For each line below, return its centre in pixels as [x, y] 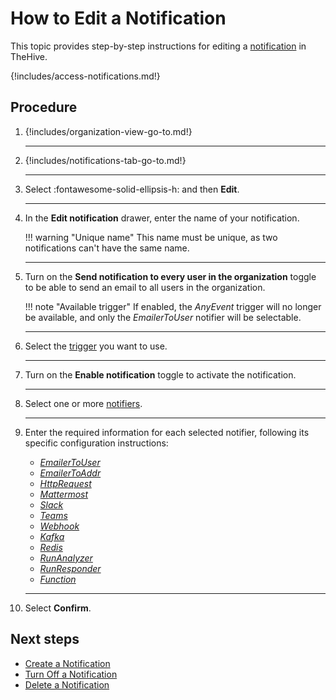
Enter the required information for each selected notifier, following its [167, 432]
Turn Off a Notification [71, 674]
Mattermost [64, 494]
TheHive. [29, 56]
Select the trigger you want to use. [96, 346]
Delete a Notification [67, 684]
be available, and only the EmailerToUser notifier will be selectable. [163, 317]
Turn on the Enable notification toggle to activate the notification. [160, 374]
